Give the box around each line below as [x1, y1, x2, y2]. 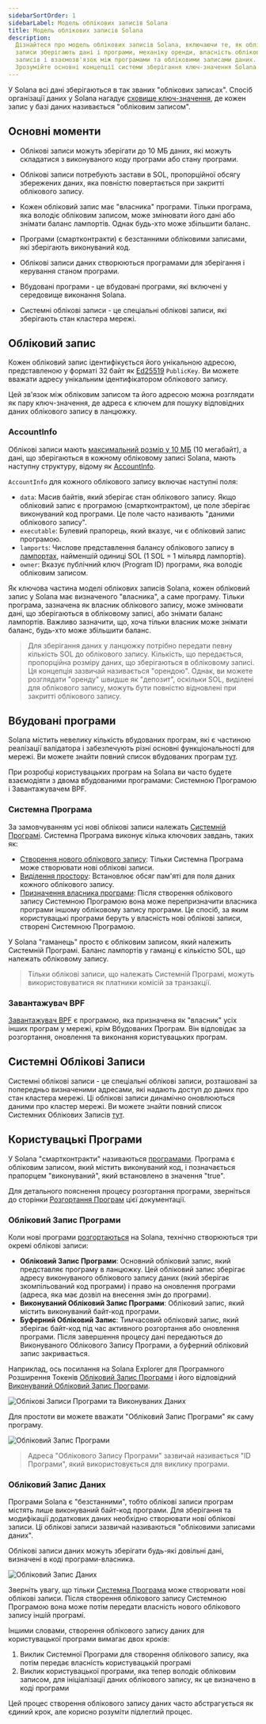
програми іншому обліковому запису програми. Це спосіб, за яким [19, 904, 249, 914]
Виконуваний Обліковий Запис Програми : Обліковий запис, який [19, 1298, 245, 1308]
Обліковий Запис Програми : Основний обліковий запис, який [19, 1256, 231, 1265]
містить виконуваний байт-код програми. [19, 1307, 161, 1316]
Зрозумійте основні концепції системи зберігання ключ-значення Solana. [15, 63, 260, 71]
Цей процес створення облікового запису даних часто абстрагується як [8, 1699, 254, 1708]
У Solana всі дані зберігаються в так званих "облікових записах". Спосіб [8, 85, 253, 94]
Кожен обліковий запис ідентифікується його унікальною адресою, [8, 357, 237, 367]
